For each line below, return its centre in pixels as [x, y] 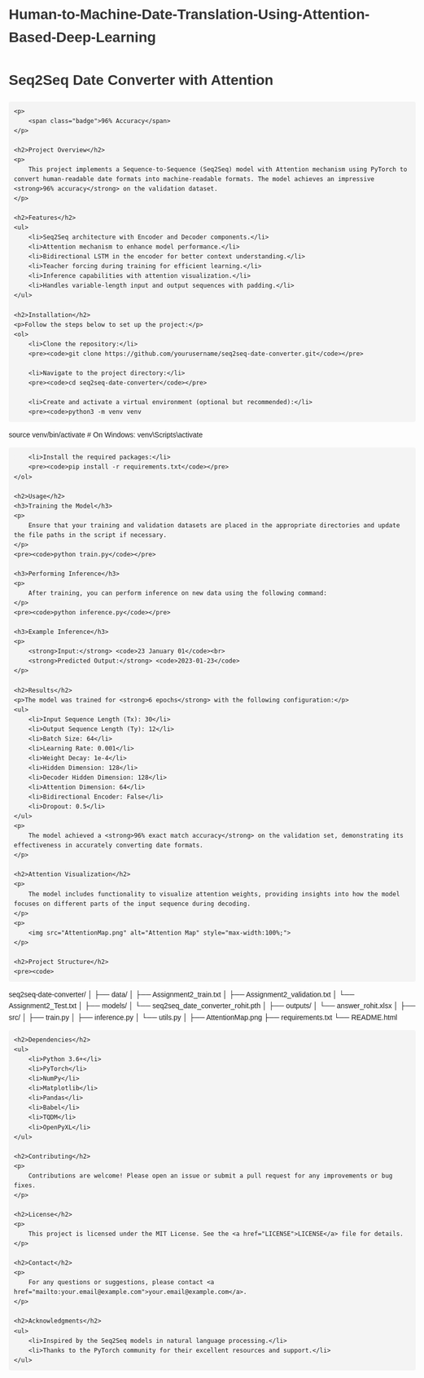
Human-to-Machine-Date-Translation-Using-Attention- [189, 14]
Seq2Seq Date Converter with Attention [141, 79]
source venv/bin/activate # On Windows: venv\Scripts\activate [106, 435]
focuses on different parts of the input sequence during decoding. [133, 904]
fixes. [25, 1185]
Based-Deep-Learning [82, 37]
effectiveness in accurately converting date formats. [109, 845]
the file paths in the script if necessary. [91, 535]
